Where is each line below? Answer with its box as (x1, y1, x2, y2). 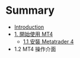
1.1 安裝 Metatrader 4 (23, 38, 74, 45)
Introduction (14, 23, 44, 30)
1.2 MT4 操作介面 (14, 45, 56, 53)
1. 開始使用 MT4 (14, 30, 53, 38)
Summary (5, 4, 55, 17)
